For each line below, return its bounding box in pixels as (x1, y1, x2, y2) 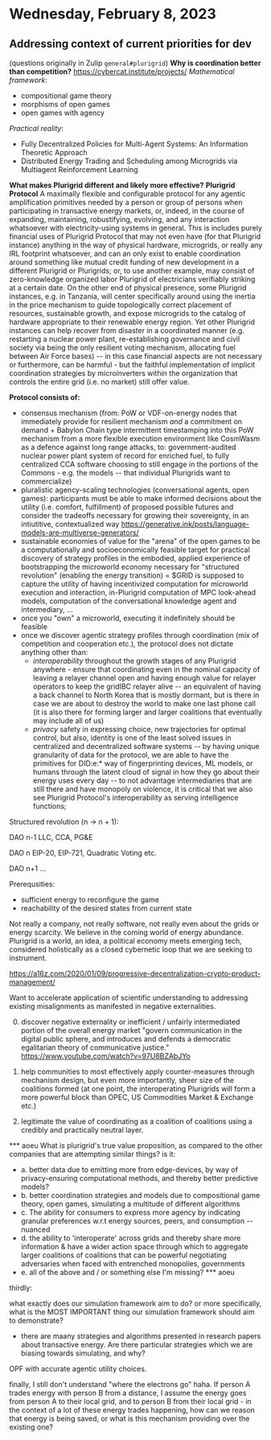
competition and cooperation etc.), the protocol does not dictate (20, 639, 234, 648)
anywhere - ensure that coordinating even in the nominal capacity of (32, 664, 261, 674)
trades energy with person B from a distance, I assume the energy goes (9, 1389, 247, 1397)
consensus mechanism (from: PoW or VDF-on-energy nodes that (20, 408, 237, 418)
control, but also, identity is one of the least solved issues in (32, 733, 232, 743)
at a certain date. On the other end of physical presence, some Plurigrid (9, 283, 247, 292)
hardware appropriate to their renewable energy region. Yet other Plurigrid (9, 317, 256, 327)
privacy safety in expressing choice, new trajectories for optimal (32, 725, 246, 734)
